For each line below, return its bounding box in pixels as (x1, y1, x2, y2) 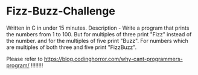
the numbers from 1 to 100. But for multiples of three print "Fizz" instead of (6, 30, 192, 37)
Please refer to (6, 55, 43, 62)
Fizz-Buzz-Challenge (6, 4, 116, 18)
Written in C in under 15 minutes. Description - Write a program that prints (6, 24, 190, 31)
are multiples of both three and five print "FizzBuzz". (6, 44, 137, 51)
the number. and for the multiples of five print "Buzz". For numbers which (6, 37, 188, 44)
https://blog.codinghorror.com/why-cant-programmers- (44, 55, 183, 62)
